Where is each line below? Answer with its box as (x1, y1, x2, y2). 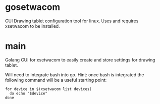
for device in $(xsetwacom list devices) (5, 86, 92, 92)
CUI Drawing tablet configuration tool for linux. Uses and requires (5, 18, 139, 24)
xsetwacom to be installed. (5, 23, 60, 29)
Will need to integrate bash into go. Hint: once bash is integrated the (5, 71, 145, 78)
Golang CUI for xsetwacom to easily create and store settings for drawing (5, 56, 156, 63)
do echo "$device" (9, 91, 48, 96)
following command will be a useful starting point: (5, 77, 107, 83)
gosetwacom (5, 1, 60, 13)
